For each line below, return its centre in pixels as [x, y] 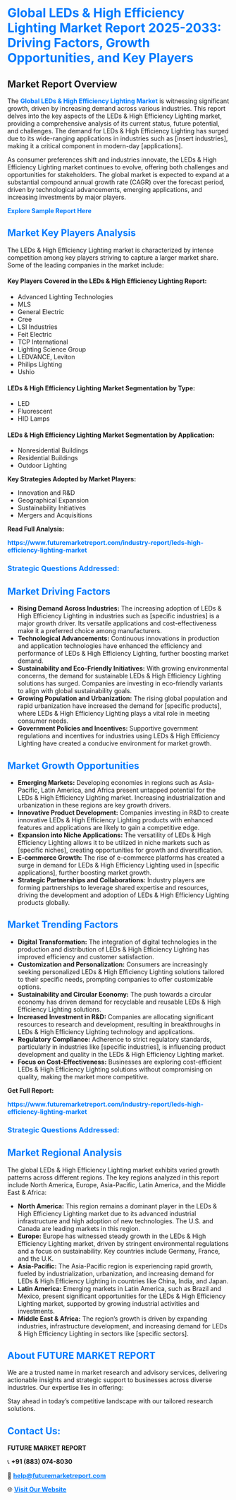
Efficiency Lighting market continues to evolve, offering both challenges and [118, 167]
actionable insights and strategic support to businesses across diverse [110, 1380]
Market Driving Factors [59, 591]
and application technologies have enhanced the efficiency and [110, 646]
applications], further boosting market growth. [85, 872]
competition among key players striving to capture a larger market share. [113, 257]
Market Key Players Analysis [72, 233]
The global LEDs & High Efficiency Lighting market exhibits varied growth [113, 1170]
